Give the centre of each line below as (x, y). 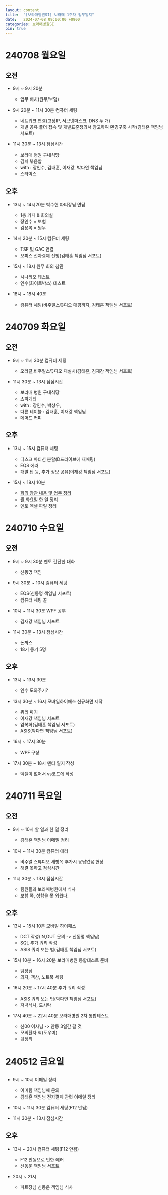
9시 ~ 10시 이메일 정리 (35, 1079)
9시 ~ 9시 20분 (27, 88)
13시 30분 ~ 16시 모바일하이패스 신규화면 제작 (58, 701)
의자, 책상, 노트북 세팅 (42, 977)
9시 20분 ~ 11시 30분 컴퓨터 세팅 (45, 110)
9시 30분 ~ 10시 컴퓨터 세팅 (40, 583)
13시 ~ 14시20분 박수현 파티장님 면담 (49, 204)
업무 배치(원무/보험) (39, 99)
